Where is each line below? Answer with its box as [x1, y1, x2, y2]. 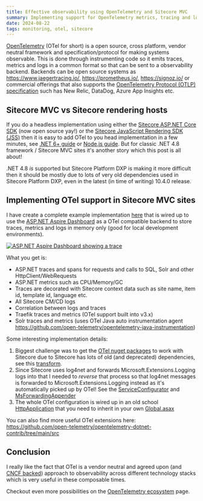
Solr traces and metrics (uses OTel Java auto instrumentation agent [14, 317, 183, 324]
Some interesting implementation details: [6, 335, 108, 342]
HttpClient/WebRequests [14, 272, 77, 279]
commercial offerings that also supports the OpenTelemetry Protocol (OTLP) [6, 81, 196, 88]
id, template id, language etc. [14, 291, 88, 298]
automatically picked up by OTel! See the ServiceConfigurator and [14, 385, 180, 393]
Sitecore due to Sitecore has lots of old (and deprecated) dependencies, [14, 353, 195, 361]
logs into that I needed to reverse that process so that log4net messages [14, 373, 196, 380]
